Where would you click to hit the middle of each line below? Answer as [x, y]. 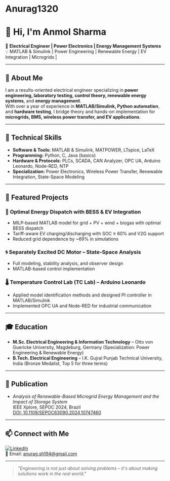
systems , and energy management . [43, 101]
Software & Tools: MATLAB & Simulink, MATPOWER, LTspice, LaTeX [83, 150]
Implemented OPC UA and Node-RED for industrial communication [82, 306]
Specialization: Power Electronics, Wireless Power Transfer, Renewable [88, 171]
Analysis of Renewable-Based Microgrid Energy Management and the [86, 396]
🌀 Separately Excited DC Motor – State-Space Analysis [73, 252]
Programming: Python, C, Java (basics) [54, 155]
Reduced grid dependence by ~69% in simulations [66, 239]
